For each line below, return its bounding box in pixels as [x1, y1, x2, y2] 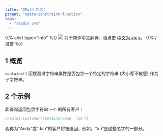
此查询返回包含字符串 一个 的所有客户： [5, 106, 84, 112]
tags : [5, 16, 16, 21]
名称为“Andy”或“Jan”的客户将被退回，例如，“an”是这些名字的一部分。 [5, 125, 147, 131]
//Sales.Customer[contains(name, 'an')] [5, 116, 89, 121]
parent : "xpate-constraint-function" [5, 12, 82, 17]
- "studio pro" [9, 21, 41, 26]
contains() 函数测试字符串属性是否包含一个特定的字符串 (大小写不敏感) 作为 [5, 70, 159, 76]
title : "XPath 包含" [5, 7, 46, 12]
